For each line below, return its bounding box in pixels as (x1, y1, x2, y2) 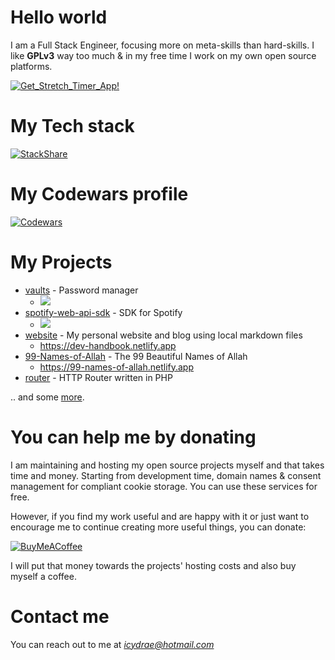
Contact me (10, 605, 110, 628)
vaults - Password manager (24, 284, 139, 296)
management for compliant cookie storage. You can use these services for (10, 480, 318, 492)
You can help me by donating (10, 426, 257, 448)
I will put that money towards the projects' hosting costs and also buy (10, 559, 297, 571)
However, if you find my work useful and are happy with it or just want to (10, 510, 310, 522)
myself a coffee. (10, 570, 77, 582)
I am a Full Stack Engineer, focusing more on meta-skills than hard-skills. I (10, 39, 315, 51)
